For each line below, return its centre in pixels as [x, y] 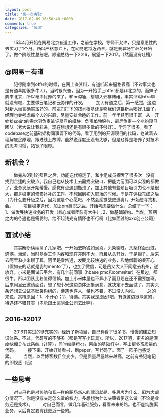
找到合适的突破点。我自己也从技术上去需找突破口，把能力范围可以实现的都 [80, 181]
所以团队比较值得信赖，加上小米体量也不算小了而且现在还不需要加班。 [88, 278]
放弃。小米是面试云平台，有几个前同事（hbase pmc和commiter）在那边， [79, 272]
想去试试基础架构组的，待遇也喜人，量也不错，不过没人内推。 [75, 291]
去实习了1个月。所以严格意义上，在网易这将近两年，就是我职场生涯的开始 [79, 49]
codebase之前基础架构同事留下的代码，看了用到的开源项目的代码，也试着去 [81, 133]
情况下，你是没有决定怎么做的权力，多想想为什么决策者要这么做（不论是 [82, 398]
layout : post [18, 10]
